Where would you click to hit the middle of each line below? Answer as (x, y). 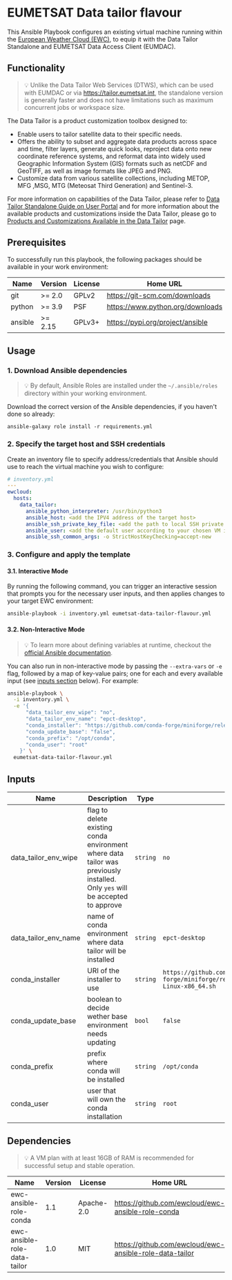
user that (101, 1091)
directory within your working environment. (85, 393)
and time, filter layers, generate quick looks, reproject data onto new (114, 149)
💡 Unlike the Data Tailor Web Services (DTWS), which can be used (119, 85)
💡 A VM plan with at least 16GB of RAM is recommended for (109, 1158)
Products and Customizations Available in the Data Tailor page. (97, 221)
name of (100, 916)
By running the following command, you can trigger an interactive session (112, 586)
